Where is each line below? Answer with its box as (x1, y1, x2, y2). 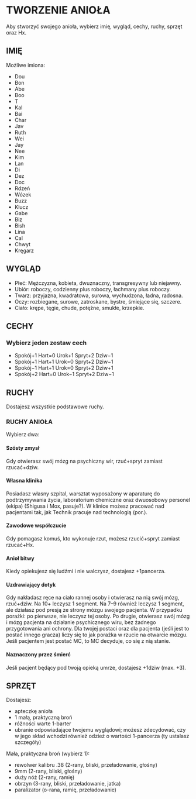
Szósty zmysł (6, 444, 40, 451)
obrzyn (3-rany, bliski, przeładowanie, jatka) (14, 780, 121, 787)
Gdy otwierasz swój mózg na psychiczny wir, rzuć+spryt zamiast (6, 457, 163, 464)
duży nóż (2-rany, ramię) (14, 774, 75, 781)
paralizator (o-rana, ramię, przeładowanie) (14, 786, 117, 793)
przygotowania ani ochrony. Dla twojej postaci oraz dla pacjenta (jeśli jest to (6, 625, 190, 632)
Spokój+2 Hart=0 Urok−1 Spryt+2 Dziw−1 (14, 371, 114, 378)
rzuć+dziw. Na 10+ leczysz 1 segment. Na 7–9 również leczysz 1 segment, (6, 600, 184, 607)
